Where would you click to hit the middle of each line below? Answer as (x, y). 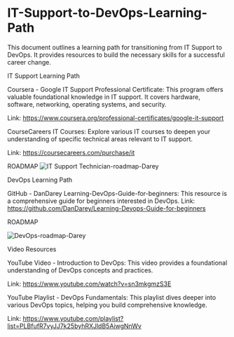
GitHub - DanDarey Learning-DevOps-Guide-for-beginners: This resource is (117, 193)
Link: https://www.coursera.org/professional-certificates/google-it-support (116, 118)
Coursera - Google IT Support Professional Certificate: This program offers (115, 89)
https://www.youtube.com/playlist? (73, 318)
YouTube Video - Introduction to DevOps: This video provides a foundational (117, 263)
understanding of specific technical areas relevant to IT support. (100, 139)
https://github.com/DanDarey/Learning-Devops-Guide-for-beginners (106, 208)
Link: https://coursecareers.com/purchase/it (71, 152)
